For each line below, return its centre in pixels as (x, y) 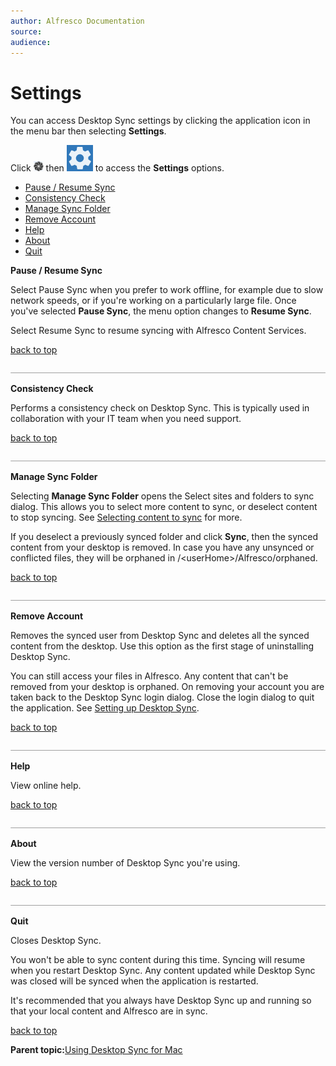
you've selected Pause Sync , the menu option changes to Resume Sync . (161, 311)
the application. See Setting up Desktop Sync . (105, 708)
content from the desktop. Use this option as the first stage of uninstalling (162, 646)
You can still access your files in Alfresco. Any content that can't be (149, 676)
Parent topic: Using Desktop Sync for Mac (96, 1050)
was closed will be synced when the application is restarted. (134, 981)
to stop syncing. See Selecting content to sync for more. (126, 517)
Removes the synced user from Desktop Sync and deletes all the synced (160, 636)
